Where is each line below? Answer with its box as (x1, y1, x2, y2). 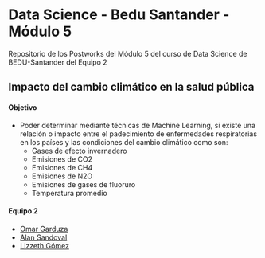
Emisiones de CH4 (31, 162, 93, 172)
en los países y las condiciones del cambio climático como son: (19, 137, 228, 147)
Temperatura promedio (31, 188, 107, 197)
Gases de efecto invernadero (31, 146, 127, 155)
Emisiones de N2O (31, 171, 93, 181)
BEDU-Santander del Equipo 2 (8, 57, 107, 67)
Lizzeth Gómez (19, 240, 70, 250)
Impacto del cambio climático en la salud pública (8, 80, 255, 94)
